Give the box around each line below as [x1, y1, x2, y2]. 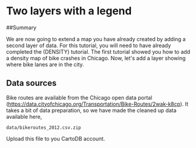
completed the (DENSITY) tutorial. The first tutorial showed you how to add [6, 48, 191, 55]
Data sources [6, 78, 57, 88]
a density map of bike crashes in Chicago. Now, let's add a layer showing [6, 54, 186, 61]
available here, [6, 113, 42, 120]
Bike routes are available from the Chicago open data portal [6, 94, 153, 101]
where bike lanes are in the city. [6, 61, 85, 68]
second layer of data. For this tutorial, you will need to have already [6, 42, 172, 49]
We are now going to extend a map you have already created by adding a [6, 35, 186, 42]
